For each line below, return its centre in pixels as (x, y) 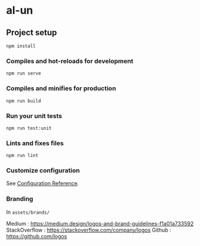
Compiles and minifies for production (61, 88)
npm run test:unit (29, 128)
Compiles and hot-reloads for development (70, 61)
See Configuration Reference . (43, 183)
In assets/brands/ (28, 212)
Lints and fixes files (35, 143)
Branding (20, 199)
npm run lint (22, 156)
